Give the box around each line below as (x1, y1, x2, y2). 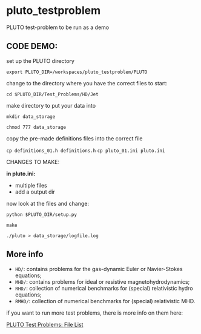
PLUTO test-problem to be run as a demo (6, 24, 110, 31)
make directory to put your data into (6, 102, 96, 109)
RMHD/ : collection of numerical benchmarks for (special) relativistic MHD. (15, 297, 196, 304)
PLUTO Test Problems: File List (6, 321, 84, 328)
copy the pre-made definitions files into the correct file (6, 134, 143, 142)
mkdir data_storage (6, 113, 56, 120)
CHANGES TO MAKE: (6, 158, 60, 165)
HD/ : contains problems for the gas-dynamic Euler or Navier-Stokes (15, 265, 183, 272)
